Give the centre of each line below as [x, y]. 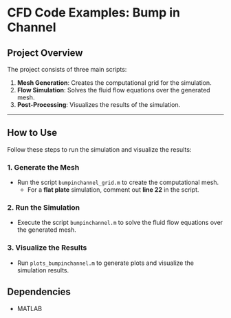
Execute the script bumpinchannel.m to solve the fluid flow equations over [120, 223]
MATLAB [30, 308]
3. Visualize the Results [47, 248]
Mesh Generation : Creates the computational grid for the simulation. [114, 83]
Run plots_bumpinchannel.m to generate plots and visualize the [106, 263]
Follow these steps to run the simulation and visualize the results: [99, 149]
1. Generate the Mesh [43, 167]
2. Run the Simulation [44, 208]
